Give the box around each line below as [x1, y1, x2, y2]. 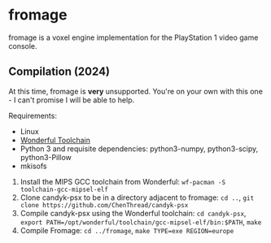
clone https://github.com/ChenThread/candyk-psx [20, 201, 189, 209]
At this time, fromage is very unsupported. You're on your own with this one [8, 86, 263, 96]
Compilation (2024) [8, 65, 111, 79]
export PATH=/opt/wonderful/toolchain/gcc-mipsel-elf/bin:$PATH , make [20, 217, 262, 227]
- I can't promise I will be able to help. [8, 95, 135, 105]
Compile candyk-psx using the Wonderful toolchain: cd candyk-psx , [20, 208, 247, 218]
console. [8, 41, 38, 50]
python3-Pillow [20, 152, 72, 162]
